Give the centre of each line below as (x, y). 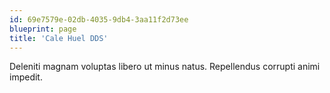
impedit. (26, 77)
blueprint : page (43, 29)
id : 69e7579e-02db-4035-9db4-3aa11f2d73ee (99, 19)
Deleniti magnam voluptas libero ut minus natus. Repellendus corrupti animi (165, 67)
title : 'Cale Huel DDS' (59, 38)
